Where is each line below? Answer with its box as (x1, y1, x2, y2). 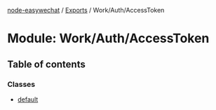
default (17, 95, 39, 104)
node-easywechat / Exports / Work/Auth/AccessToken (7, 6, 165, 14)
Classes (7, 79, 36, 89)
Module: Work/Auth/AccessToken (7, 31, 210, 46)
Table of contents (7, 58, 86, 70)
